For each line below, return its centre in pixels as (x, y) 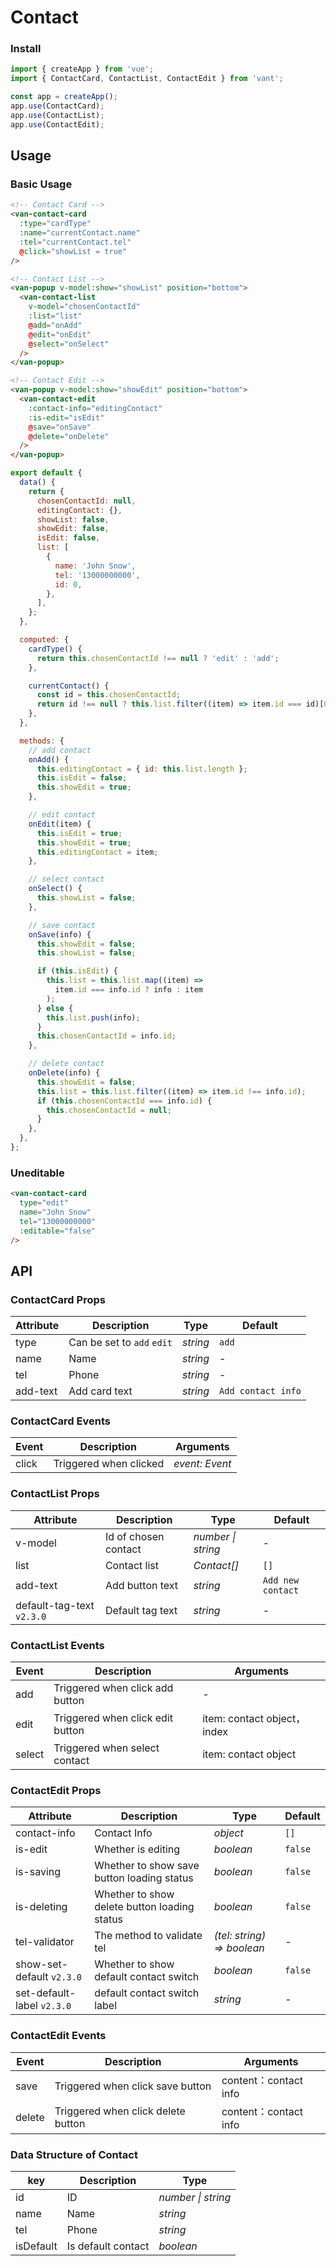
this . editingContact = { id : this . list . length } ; (142, 769)
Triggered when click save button (133, 2086)
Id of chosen (134, 1536)
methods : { (42, 741)
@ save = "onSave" (60, 427)
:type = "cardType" (55, 224)
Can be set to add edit (120, 1343)
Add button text (141, 1585)
